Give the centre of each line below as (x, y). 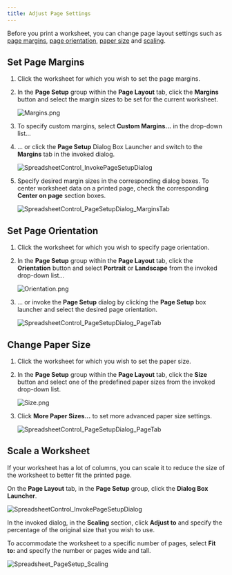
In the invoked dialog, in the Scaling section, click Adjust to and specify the (115, 523)
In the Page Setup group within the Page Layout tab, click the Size (112, 375)
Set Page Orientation (53, 231)
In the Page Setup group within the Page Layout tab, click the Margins (118, 92)
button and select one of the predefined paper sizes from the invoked (116, 382)
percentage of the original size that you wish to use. (81, 529)
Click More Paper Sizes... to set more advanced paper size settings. (115, 416)
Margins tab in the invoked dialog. (66, 154)
